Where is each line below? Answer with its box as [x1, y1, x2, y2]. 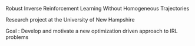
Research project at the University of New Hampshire [5, 16, 135, 23]
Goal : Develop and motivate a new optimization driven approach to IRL [5, 27, 178, 34]
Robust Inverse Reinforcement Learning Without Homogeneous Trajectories [5, 5, 190, 12]
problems [5, 34, 29, 40]
